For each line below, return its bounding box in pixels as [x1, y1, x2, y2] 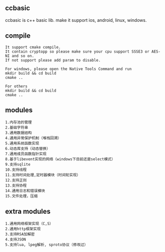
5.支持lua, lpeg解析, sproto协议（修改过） [5, 243, 88, 248]
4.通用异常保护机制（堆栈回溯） [5, 136, 61, 141]
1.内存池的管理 [5, 120, 32, 125]
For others [5, 84, 28, 89]
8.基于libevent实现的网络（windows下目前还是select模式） [5, 157, 115, 162]
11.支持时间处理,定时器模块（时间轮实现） [5, 173, 81, 178]
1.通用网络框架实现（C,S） [5, 221, 54, 226]
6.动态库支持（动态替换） [5, 146, 51, 151]
